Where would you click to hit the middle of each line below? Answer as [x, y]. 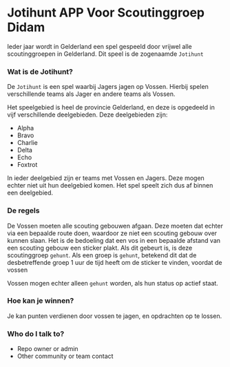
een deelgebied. [30, 193]
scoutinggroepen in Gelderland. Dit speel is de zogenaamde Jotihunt [105, 54]
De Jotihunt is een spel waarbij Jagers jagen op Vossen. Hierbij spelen [108, 87]
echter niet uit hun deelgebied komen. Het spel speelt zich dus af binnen [110, 186]
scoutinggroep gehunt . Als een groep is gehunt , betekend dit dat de [102, 255]
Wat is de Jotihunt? [40, 72]
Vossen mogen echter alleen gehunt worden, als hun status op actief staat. [113, 283]
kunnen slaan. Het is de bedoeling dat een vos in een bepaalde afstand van [114, 240]
